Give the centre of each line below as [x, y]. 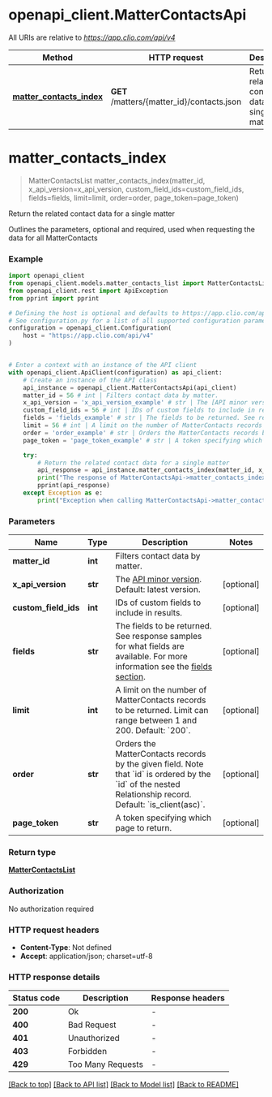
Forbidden [87, 1052]
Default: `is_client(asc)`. [160, 805]
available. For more [151, 657]
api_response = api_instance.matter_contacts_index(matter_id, [146, 470]
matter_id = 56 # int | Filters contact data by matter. [121, 395]
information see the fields [164, 667]
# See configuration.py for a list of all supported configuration [125, 321]
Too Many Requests [106, 1065]
